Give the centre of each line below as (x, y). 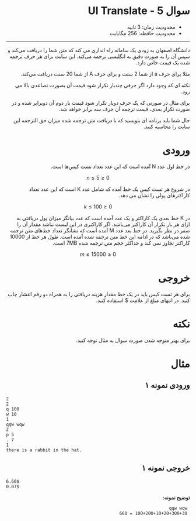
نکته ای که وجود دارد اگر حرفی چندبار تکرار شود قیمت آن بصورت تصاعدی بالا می (102, 85)
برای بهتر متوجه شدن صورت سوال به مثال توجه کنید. (133, 340)
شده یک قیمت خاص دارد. (163, 62)
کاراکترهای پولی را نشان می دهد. (154, 195)
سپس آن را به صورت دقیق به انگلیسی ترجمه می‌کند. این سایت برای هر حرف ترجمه (100, 56)
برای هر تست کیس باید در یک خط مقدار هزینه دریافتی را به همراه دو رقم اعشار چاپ (99, 294)
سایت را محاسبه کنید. (167, 126)
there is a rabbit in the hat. (44, 450)
